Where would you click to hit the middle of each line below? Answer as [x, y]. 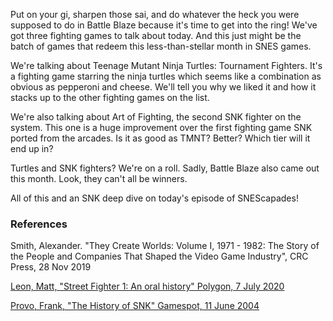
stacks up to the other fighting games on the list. [110, 97]
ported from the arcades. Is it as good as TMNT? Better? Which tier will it [160, 138]
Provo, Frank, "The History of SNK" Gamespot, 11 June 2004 [135, 306]
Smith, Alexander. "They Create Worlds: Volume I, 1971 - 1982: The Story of [165, 246]
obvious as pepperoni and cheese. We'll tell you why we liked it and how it [163, 87]
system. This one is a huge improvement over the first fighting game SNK [161, 127]
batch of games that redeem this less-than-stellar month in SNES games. [161, 46]
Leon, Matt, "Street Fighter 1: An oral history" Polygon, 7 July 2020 [147, 286]
